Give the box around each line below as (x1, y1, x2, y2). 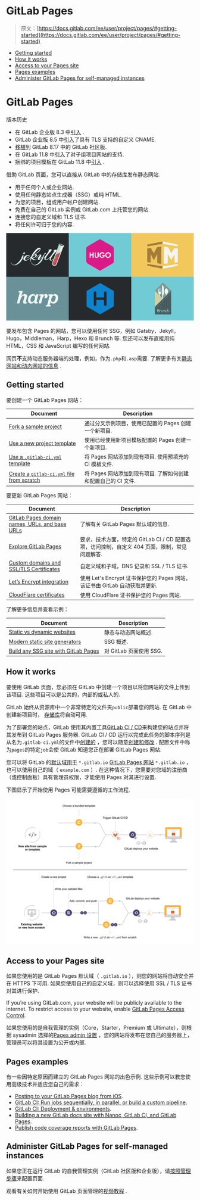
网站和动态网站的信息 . (6, 362, 61, 370)
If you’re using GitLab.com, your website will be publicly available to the (6, 999, 182, 1006)
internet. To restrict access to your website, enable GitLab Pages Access (6, 1005, 185, 1013)
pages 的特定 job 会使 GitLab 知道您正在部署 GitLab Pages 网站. (11, 746, 162, 753)
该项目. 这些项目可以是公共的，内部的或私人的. (6, 691, 121, 698)
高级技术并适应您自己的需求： (11, 1081, 85, 1088)
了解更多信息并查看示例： (6, 606, 69, 613)
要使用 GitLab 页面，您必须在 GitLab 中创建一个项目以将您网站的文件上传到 (6, 683, 190, 690)
